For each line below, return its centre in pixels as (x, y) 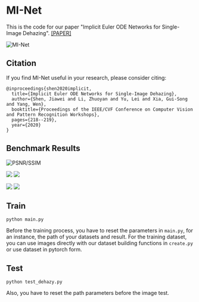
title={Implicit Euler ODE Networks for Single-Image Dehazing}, (94, 94)
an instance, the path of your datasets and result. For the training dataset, (97, 237)
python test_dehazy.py (34, 282)
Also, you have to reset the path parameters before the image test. (88, 293)
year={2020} (27, 125)
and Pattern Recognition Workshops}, (53, 114)
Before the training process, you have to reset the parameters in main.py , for (100, 231)
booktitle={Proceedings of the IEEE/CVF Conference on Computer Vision (102, 109)
